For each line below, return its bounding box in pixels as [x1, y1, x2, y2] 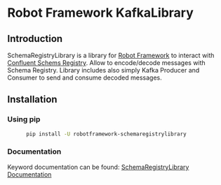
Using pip [7, 114, 41, 124]
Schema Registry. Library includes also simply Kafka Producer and [7, 66, 200, 74]
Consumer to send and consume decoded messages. [7, 73, 163, 82]
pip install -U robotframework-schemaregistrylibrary [25, 131, 187, 138]
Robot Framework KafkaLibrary [7, 5, 194, 21]
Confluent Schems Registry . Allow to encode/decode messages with [7, 59, 206, 67]
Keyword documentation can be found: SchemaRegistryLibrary [7, 163, 189, 171]
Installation [7, 94, 58, 105]
